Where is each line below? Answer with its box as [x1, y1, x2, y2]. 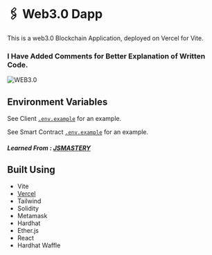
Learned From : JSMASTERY [7, 144, 91, 152]
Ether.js [17, 227, 39, 235]
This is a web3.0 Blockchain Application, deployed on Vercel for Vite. [7, 33, 204, 42]
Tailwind [17, 197, 42, 206]
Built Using [7, 164, 55, 176]
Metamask [17, 212, 48, 220]
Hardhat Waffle [17, 241, 61, 249]
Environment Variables [7, 96, 108, 108]
